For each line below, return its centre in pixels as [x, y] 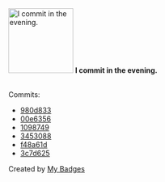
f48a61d [34, 144]
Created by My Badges [47, 169]
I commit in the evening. [116, 70]
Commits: [24, 95]
